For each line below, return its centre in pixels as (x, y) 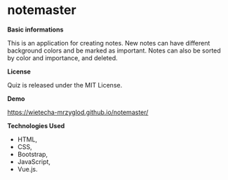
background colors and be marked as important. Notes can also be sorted (114, 50)
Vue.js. (27, 169)
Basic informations (35, 29)
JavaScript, (34, 161)
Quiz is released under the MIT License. (65, 85)
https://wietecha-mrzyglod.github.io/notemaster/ (78, 112)
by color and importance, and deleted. (62, 57)
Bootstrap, (32, 154)
